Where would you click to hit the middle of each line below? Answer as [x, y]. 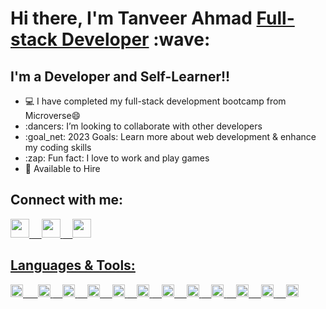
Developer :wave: [136, 39]
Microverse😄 [53, 115]
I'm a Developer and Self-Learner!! [120, 76]
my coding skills [58, 147]
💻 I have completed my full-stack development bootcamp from [155, 101]
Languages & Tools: [73, 265]
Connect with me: [67, 200]
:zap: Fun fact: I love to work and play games [117, 158]
